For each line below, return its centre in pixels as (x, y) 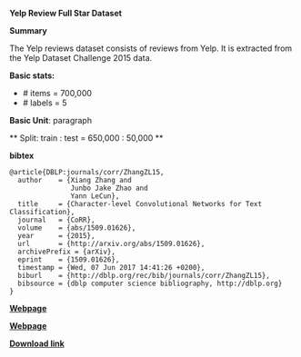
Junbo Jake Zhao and (109, 188)
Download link (37, 343)
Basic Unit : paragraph (51, 120)
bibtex (22, 155)
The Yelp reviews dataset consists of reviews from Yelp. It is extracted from (151, 48)
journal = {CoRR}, (56, 220)
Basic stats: (32, 75)
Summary (28, 30)
